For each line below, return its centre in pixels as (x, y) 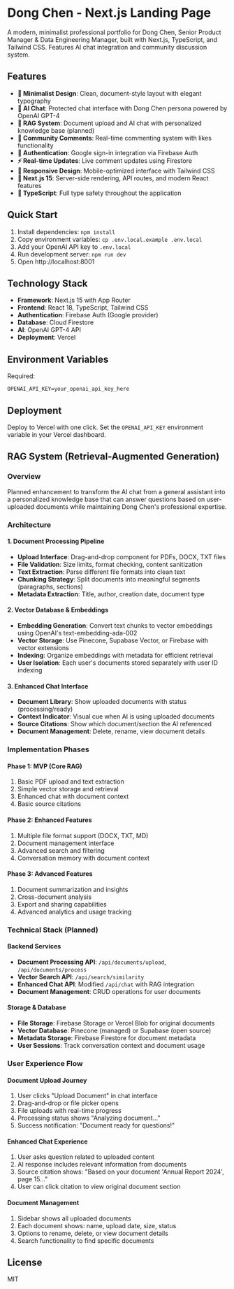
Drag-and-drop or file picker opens (68, 1103)
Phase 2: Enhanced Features (50, 820)
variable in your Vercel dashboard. (57, 434)
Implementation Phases (48, 749)
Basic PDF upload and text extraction (71, 782)
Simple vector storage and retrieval (68, 789)
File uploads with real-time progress (70, 1111)
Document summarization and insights (73, 889)
